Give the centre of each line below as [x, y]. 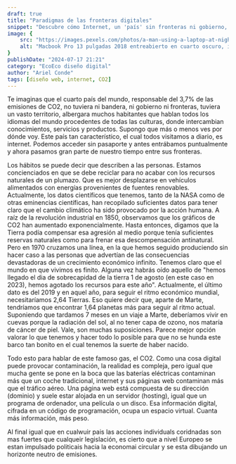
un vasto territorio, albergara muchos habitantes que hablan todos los [108, 114]
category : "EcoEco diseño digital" [59, 66]
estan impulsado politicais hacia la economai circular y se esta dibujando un [117, 447]
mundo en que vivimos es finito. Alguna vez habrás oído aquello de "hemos [117, 270]
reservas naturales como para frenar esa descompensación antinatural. [111, 240]
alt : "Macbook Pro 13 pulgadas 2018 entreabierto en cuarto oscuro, [122, 46]
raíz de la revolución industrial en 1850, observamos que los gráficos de [111, 218]
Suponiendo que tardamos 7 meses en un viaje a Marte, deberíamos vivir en [118, 315]
